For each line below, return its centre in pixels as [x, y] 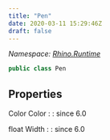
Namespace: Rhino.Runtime [55, 54]
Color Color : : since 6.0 [47, 113]
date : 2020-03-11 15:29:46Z [55, 23]
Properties [35, 94]
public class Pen [37, 69]
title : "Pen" [30, 16]
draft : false [30, 31]
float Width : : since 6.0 [47, 129]
